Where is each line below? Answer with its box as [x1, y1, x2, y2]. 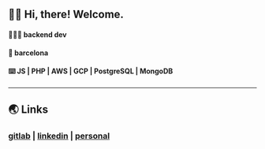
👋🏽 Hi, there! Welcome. [8, 8, 125, 21]
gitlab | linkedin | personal [8, 131, 110, 142]
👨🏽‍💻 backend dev [8, 29, 67, 39]
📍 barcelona [8, 48, 49, 58]
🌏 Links [8, 103, 49, 117]
